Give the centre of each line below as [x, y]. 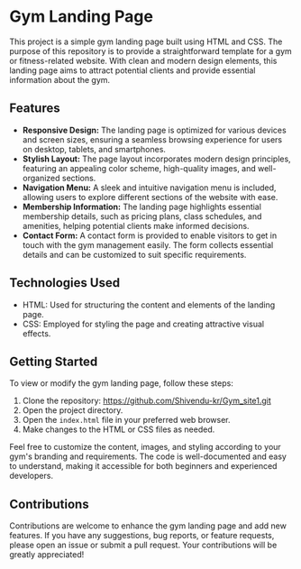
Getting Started [54, 361]
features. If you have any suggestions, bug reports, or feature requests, [142, 536]
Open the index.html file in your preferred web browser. [127, 420]
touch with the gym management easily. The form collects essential [148, 244]
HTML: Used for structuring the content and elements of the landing [149, 305]
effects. [36, 333]
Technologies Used [64, 283]
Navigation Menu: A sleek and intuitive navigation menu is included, [149, 188]
